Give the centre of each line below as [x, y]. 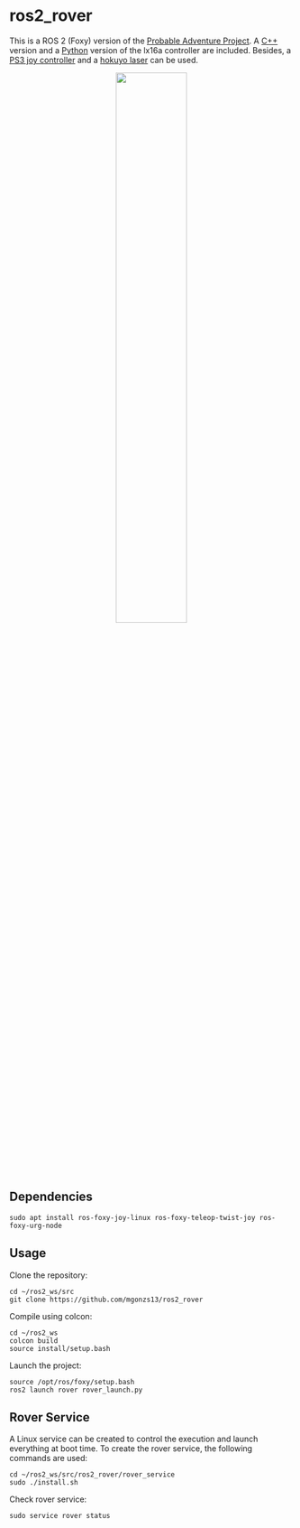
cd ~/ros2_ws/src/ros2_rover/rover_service [92, 1475]
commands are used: [49, 1458]
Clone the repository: [49, 1275]
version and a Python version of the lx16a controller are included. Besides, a [150, 50]
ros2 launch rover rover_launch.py [76, 1390]
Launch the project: [45, 1365]
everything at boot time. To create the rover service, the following [131, 1449]
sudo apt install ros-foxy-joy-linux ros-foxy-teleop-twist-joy [132, 1217]
